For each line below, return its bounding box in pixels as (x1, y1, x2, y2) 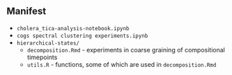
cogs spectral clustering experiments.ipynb (16, 32, 148, 39)
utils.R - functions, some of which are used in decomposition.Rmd (26, 60, 217, 68)
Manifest (6, 6, 47, 17)
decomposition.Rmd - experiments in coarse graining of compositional (26, 45, 226, 54)
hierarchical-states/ (16, 39, 79, 47)
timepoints (26, 53, 58, 61)
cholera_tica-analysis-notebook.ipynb (16, 25, 130, 32)
